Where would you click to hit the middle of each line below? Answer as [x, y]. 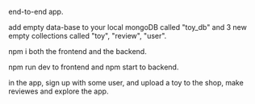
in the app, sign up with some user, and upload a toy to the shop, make [126, 83]
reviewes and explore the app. [59, 91]
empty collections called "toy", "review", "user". [88, 36]
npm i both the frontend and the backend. [77, 51]
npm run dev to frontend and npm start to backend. [94, 67]
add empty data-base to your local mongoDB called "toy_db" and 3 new [128, 27]
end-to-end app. [36, 12]
